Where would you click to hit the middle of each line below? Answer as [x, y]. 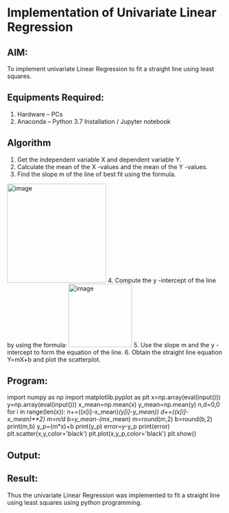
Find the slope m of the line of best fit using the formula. [96, 174]
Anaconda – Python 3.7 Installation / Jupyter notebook [94, 121]
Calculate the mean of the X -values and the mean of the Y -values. [112, 166]
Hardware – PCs [40, 114]
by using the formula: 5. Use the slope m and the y [111, 345]
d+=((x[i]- [174, 412]
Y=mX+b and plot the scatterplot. [54, 359]
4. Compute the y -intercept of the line [162, 280]
